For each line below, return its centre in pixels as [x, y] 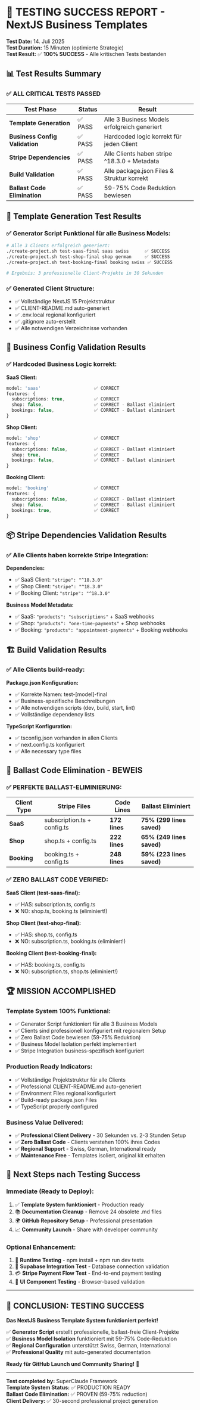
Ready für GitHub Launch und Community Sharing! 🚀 [73, 1364]
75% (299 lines [163, 820]
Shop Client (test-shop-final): [44, 923]
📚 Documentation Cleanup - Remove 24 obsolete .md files [88, 1212]
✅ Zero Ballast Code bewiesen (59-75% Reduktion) [78, 1038]
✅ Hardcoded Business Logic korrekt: [62, 364]
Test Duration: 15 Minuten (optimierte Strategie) [65, 48]
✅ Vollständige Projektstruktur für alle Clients [70, 1080]
